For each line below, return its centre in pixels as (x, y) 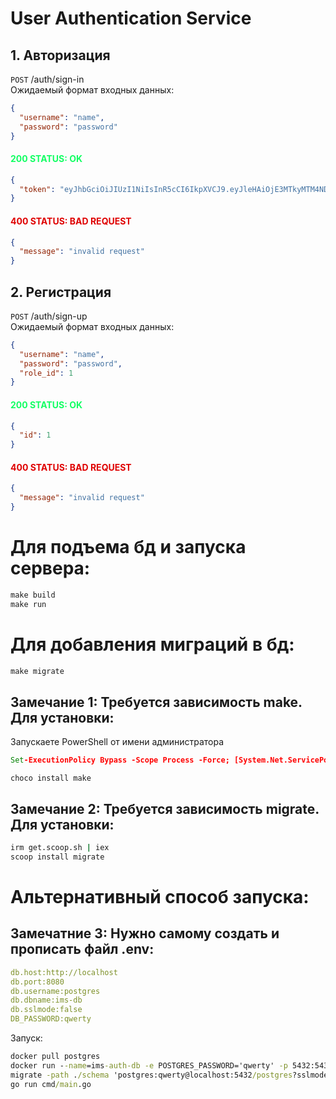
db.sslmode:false (46, 1010)
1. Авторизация (60, 55)
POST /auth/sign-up (49, 316)
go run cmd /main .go (51, 1084)
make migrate (37, 671)
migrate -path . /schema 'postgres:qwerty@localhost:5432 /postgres (151, 1075)
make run (28, 604)
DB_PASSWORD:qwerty (51, 1019)
